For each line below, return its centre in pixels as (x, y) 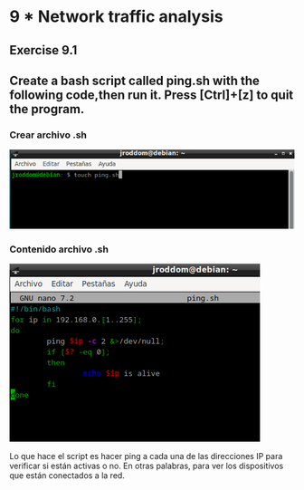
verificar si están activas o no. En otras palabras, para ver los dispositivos (147, 466)
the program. (47, 109)
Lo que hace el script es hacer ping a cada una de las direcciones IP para (146, 456)
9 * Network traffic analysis (116, 17)
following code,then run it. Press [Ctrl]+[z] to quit (152, 95)
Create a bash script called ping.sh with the (135, 80)
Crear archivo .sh (48, 135)
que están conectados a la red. (67, 476)
